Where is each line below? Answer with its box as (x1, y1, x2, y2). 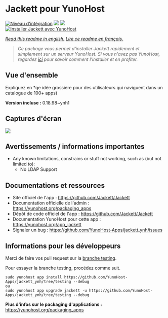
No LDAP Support (20, 166, 57, 172)
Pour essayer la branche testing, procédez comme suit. (5, 265, 120, 271)
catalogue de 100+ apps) (5, 90, 57, 96)
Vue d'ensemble (5, 71, 58, 80)
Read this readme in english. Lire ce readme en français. (5, 36, 123, 42)
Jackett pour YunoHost (5, 3, 105, 15)
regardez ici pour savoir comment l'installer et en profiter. (17, 56, 138, 62)
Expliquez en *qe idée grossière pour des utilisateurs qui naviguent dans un (5, 84, 163, 90)
